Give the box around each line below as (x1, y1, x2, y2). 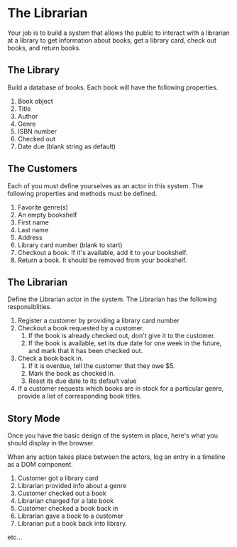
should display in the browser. (7, 439, 95, 448)
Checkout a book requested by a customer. (17, 324, 144, 332)
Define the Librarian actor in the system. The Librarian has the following (7, 295, 217, 303)
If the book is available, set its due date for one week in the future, (28, 339, 222, 347)
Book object (17, 97, 53, 105)
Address (17, 233, 43, 242)
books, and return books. (7, 43, 82, 52)
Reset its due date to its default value (28, 377, 137, 385)
